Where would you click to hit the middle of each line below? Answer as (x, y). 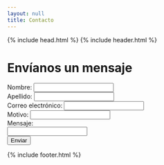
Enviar (19, 140)
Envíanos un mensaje (70, 68)
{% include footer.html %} (44, 155)
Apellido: (20, 96)
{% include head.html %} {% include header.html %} (82, 40)
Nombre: (20, 87)
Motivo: (18, 114)
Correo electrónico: (35, 105)
